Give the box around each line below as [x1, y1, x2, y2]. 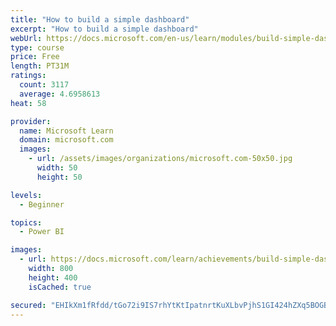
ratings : [10, 71, 47, 81]
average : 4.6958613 [19, 89, 101, 99]
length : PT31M [10, 61, 70, 71]
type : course [10, 42, 65, 53]
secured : [10, 300, 47, 310]
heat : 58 [10, 98, 47, 108]
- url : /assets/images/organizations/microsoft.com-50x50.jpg [28, 154, 293, 164]
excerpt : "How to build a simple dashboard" [10, 24, 199, 34]
